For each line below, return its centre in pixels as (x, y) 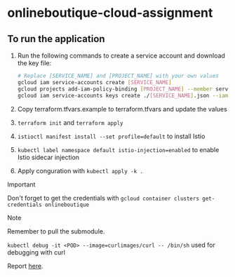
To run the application (56, 39)
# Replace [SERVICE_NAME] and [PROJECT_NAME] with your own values (118, 76)
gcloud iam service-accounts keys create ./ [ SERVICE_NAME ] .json (113, 95)
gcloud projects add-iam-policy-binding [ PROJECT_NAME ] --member (115, 89)
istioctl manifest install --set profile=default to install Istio (111, 136)
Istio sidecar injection (48, 157)
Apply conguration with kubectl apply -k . (80, 170)
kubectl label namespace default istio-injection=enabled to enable (118, 149)
